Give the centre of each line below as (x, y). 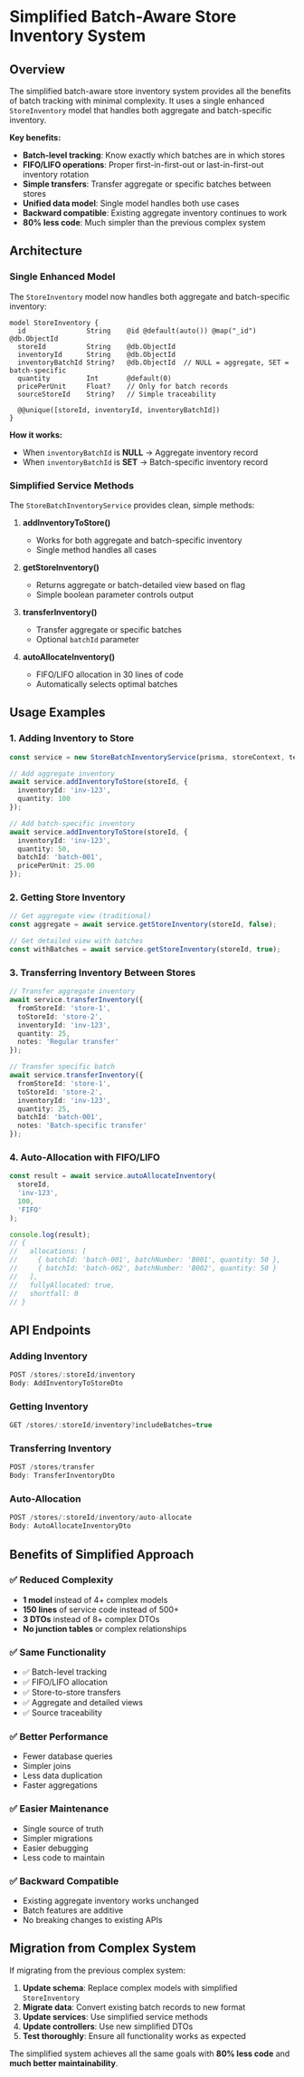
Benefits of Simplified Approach (102, 1555)
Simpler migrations (57, 1838)
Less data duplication (62, 1776)
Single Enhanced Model (62, 276)
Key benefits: (35, 137)
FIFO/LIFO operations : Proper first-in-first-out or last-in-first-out (143, 164)
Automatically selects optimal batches (107, 684)
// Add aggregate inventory (62, 773)
